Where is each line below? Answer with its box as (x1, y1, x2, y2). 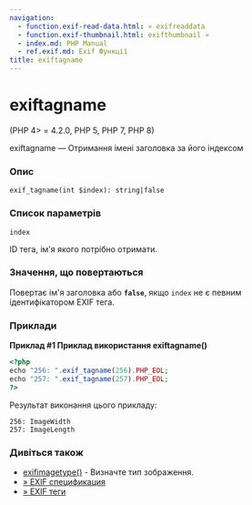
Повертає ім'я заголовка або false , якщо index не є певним (9, 287, 242, 298)
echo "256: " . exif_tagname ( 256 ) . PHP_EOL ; (9, 366, 169, 375)
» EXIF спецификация (22, 476, 106, 487)
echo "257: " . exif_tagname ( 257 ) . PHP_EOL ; (9, 374, 169, 383)
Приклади (9, 319, 57, 332)
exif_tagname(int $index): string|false (9, 186, 166, 196)
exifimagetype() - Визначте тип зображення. (22, 466, 194, 478)
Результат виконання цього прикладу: (9, 399, 157, 410)
